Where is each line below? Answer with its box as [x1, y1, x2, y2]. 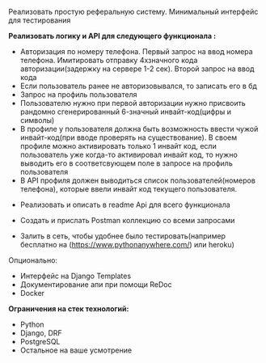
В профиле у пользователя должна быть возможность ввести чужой [19, 125, 259, 133]
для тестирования [8, 15, 71, 25]
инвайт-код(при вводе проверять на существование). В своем [19, 133, 237, 142]
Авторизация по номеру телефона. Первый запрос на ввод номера [19, 47, 253, 56]
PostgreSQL [19, 337, 61, 346]
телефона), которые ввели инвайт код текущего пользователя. [19, 184, 238, 193]
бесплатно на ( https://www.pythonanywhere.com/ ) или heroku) [19, 240, 234, 249]
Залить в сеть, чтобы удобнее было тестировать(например [19, 231, 226, 241]
